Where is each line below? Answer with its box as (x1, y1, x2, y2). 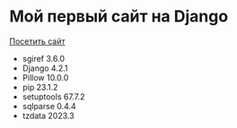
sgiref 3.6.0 (22, 53, 66, 64)
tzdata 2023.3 (22, 110, 75, 121)
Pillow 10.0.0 (22, 72, 69, 82)
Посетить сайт (9, 36, 66, 47)
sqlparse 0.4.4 (22, 100, 76, 111)
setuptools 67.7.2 (22, 91, 85, 102)
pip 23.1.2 (22, 81, 58, 92)
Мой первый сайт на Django (9, 6, 229, 27)
